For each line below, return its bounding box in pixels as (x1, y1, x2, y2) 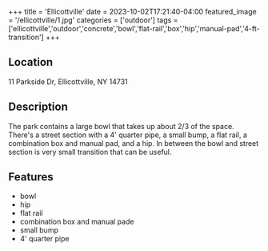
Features (8, 170, 54, 184)
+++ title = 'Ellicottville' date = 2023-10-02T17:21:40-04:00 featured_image (8, 7, 258, 16)
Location (8, 55, 54, 69)
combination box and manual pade (19, 217, 134, 227)
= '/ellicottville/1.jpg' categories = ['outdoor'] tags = (8, 15, 178, 25)
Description (8, 100, 68, 114)
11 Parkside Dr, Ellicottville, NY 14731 (8, 76, 128, 87)
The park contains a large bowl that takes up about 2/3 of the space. (8, 121, 234, 131)
